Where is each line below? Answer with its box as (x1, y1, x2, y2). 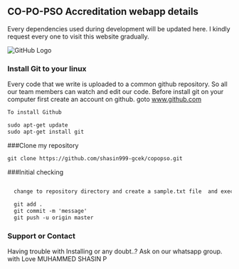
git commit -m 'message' (14, 208, 87, 215)
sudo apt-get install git (7, 128, 84, 135)
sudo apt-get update (7, 121, 69, 129)
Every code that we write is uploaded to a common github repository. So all (7, 80, 228, 88)
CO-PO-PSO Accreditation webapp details (7, 6, 199, 18)
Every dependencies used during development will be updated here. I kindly (7, 24, 230, 33)
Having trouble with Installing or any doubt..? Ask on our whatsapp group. (7, 247, 223, 255)
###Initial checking (7, 167, 64, 176)
